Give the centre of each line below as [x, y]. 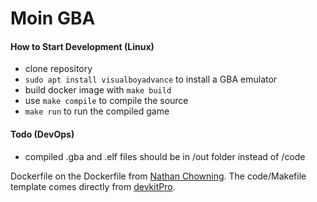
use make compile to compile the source [106, 101]
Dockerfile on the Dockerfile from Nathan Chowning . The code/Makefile [158, 176]
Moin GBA [53, 18]
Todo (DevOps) [42, 134]
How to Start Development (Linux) [82, 46]
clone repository [58, 69]
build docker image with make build [98, 90]
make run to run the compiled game [97, 111]
